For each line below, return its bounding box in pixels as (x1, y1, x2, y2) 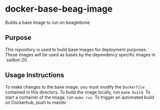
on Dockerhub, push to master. (5, 99, 67, 105)
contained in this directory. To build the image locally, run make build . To (5, 89, 151, 95)
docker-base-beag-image (5, 3, 113, 15)
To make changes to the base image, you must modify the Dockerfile (5, 84, 145, 90)
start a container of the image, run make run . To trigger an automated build (5, 94, 155, 100)
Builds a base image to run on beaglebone (5, 19, 90, 25)
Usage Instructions (5, 71, 64, 79)
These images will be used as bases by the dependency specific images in (5, 52, 156, 57)
